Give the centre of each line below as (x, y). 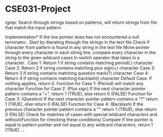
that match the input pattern (33, 27)
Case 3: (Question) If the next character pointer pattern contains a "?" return (81, 99)
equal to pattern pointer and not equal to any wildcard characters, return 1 (79, 124)
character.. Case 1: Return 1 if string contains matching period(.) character (79, 63)
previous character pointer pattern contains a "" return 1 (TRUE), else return (81, 109)
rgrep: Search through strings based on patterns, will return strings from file (81, 22)
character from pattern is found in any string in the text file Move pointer (77, 47)
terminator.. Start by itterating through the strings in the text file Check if (77, 42)
